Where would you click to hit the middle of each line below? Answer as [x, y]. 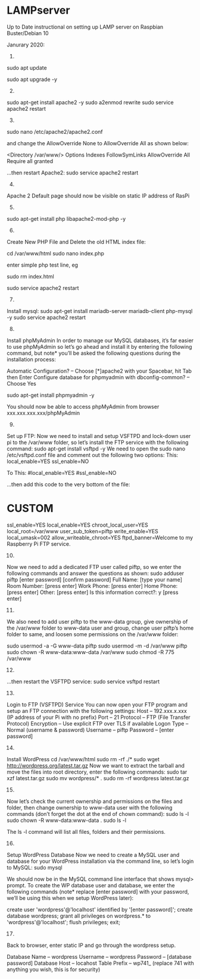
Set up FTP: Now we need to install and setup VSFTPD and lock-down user [99, 436]
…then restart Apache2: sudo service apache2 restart [73, 173]
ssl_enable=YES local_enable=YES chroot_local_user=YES [77, 525]
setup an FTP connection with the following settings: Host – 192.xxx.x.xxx [97, 711]
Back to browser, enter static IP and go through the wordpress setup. [91, 945]
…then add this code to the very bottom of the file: [68, 484]
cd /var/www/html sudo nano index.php [56, 253]
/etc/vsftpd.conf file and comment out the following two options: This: [93, 455]
